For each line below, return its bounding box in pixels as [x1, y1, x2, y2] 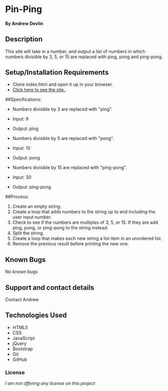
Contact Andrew [5, 297, 39, 303]
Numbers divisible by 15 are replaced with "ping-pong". [12, 165, 127, 171]
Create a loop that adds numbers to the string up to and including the [12, 209, 155, 215]
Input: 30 [12, 174, 32, 180]
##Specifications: [5, 96, 42, 102]
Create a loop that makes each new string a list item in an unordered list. [12, 235, 162, 241]
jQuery [12, 340, 27, 346]
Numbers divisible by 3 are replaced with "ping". [12, 106, 113, 112]
